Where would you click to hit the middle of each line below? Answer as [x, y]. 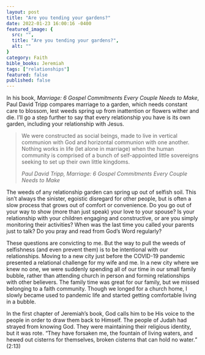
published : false [28, 80]
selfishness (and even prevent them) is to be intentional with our [87, 250]
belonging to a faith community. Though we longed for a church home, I [97, 289]
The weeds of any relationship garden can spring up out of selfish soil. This [102, 192]
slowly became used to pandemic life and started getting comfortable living [102, 296]
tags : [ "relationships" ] [38, 69]
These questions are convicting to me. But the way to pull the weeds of [96, 243]
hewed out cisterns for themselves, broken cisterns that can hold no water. [101, 340]
